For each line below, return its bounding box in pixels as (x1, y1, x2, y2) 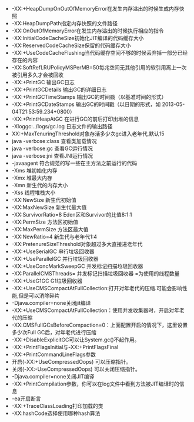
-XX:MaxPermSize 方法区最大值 (11, 226, 89, 232)
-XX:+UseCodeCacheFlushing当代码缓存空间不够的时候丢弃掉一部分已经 (11, 49, 188, 56)
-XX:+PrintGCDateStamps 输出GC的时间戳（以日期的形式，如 (11, 101, 161, 108)
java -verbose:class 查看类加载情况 (11, 138, 97, 144)
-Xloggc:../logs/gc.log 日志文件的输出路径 (11, 123, 113, 129)
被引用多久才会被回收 (11, 71, 63, 78)
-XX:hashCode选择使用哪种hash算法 (11, 410, 101, 417)
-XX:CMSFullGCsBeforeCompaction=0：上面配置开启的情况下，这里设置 (11, 321, 188, 328)
